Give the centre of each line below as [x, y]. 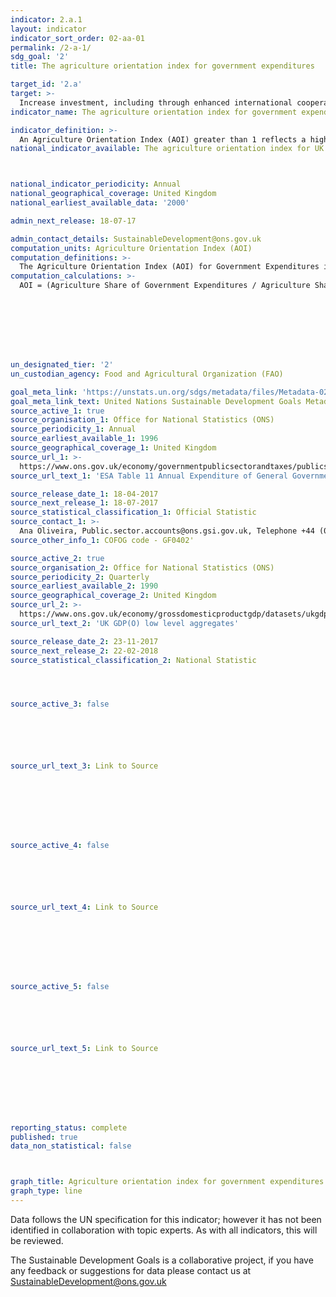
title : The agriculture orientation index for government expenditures [162, 66]
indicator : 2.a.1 [46, 19]
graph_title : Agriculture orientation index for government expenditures [167, 1182]
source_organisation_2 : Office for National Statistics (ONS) [142, 567]
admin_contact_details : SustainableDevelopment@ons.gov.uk [136, 239]
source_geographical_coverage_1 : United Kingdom [113, 448]
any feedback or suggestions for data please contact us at [131, 1270]
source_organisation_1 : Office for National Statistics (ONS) [142, 420]
